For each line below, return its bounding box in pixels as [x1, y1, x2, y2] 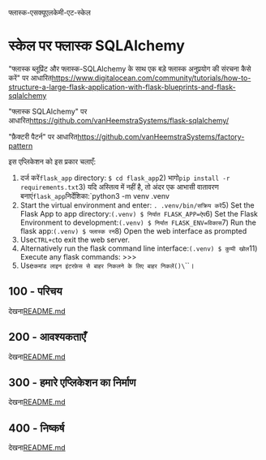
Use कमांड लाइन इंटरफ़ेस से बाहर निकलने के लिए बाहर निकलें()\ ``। [19, 260, 195, 270]
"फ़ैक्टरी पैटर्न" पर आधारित [8, 131, 78, 141]
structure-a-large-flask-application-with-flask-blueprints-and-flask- [8, 82, 237, 92]
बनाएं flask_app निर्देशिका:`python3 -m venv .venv [19, 191, 170, 200]
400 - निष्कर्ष [8, 421, 65, 435]
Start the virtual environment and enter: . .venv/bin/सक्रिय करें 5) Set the [19, 200, 255, 210]
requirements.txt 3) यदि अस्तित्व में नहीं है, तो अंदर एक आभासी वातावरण [19, 182, 219, 191]
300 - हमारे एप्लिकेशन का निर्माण [8, 376, 136, 389]
